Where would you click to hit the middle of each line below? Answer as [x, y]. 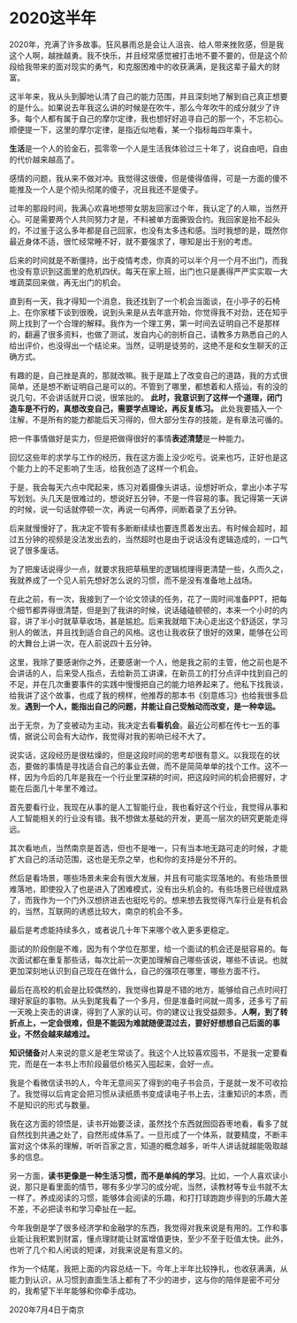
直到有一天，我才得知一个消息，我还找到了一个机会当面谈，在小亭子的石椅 [145, 301]
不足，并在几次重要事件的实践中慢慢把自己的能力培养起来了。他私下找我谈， [148, 684]
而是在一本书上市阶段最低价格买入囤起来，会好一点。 [121, 1064]
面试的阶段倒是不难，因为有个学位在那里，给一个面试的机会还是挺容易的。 [145, 948]
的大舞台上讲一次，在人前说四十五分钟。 [83, 643]
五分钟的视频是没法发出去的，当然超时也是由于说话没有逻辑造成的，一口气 [152, 539]
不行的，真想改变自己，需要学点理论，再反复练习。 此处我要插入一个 [157, 408]
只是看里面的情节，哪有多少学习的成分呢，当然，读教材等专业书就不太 [160, 1187]
